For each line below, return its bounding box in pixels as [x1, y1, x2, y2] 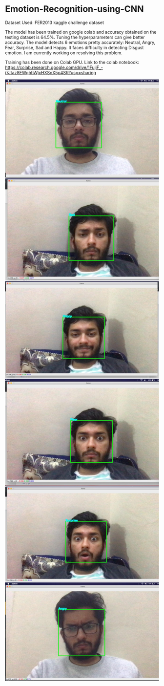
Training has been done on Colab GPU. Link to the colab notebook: [5, 59, 139, 65]
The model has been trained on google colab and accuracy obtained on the [5, 29, 157, 35]
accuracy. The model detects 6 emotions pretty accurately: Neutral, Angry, [5, 39, 156, 45]
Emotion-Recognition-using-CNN [5, 3, 144, 15]
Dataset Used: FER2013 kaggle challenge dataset [5, 20, 104, 25]
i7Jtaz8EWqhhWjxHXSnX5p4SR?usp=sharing [5, 69, 96, 75]
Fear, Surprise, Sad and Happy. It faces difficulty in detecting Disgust [5, 44, 144, 50]
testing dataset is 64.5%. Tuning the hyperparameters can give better [5, 34, 145, 40]
